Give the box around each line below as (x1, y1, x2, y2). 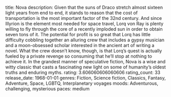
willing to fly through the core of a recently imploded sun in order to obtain (5, 26, 163, 32)
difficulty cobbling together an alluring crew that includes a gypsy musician (5, 37, 165, 43)
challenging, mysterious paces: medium (5, 86, 90, 91)
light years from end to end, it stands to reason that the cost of (5, 10, 138, 16)
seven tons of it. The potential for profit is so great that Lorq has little (5, 32, 150, 37)
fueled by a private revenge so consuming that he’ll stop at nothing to (5, 53, 153, 59)
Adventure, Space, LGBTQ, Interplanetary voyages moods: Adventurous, (5, 80, 158, 86)
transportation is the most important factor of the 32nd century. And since (5, 15, 162, 21)
